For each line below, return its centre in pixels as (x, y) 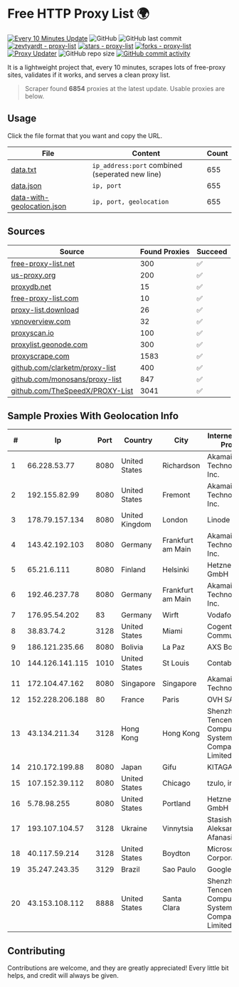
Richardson (181, 465)
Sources (26, 232)
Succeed (212, 251)
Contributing (36, 951)
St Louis (176, 663)
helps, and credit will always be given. (63, 976)
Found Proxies (165, 251)
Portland (176, 803)
